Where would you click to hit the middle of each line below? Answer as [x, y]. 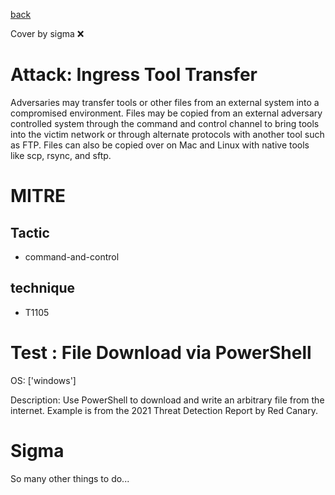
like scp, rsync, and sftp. [61, 155]
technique [43, 288]
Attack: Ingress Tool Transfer [134, 75]
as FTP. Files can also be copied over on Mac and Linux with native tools [160, 145]
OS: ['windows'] [43, 380]
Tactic [30, 232]
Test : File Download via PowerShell [161, 352]
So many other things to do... [70, 478]
